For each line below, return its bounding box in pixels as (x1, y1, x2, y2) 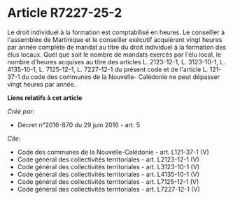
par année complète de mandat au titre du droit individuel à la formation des (7, 43, 226, 51)
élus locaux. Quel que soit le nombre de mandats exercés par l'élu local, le (7, 50, 222, 59)
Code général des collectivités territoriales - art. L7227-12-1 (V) (17, 185, 201, 193)
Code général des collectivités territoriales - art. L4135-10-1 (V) (17, 170, 200, 178)
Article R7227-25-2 (7, 5, 122, 21)
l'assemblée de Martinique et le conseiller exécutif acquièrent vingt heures (7, 35, 223, 43)
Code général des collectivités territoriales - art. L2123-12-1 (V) (17, 155, 199, 164)
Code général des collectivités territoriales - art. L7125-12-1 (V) (17, 177, 199, 186)
